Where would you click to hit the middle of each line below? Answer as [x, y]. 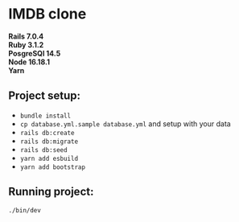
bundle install [45, 116]
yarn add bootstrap [53, 167]
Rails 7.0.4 [26, 36]
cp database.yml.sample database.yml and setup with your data [125, 123]
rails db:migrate [49, 142]
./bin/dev [25, 210]
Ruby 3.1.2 [26, 44]
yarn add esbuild [49, 158]
